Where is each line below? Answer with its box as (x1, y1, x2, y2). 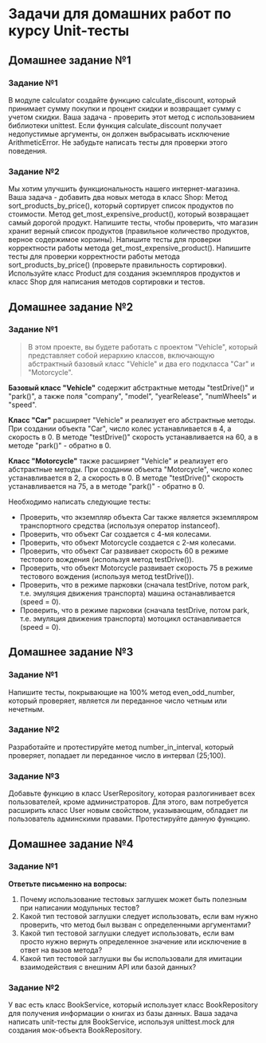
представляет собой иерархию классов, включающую (27, 350, 215, 360)
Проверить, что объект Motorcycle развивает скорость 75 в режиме (19, 563, 253, 572)
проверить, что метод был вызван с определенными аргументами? (19, 920, 252, 929)
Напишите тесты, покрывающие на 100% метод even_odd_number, (8, 687, 235, 697)
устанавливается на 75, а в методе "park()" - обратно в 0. (8, 481, 205, 490)
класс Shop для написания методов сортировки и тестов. (8, 277, 205, 287)
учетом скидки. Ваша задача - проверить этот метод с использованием (8, 112, 255, 122)
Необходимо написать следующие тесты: (8, 497, 151, 506)
